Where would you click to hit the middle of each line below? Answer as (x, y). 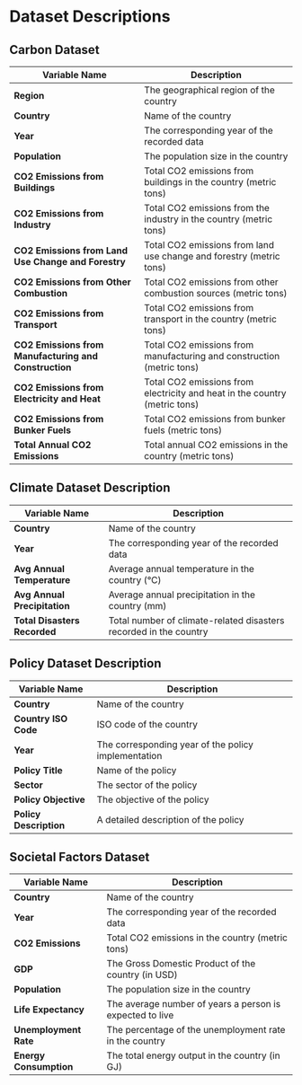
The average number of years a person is (194, 1004)
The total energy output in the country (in (193, 1055)
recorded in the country (158, 631)
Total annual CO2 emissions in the (216, 445)
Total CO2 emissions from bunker (214, 419)
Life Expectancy (49, 1010)
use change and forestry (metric (212, 256)
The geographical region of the (209, 90)
